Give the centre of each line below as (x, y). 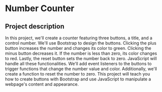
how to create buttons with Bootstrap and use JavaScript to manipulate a (78, 79)
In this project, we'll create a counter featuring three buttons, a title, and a (79, 38)
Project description (35, 26)
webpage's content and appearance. (42, 84)
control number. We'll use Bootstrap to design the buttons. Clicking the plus (81, 43)
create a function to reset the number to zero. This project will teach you (78, 74)
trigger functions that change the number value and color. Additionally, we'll (81, 69)
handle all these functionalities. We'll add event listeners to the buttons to (78, 64)
